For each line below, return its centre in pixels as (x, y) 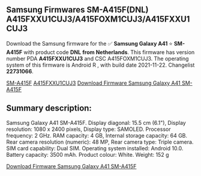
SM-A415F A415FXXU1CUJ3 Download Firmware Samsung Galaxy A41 (94, 83)
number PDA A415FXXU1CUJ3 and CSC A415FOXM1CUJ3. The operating (97, 58)
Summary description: (49, 108)
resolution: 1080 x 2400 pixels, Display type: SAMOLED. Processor (88, 129)
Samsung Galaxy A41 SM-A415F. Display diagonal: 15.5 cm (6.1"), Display (96, 123)
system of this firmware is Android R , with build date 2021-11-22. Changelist (100, 65)
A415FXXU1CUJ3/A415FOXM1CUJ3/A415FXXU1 (98, 20)
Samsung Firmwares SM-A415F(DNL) (77, 10)
